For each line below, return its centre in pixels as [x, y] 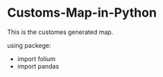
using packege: [29, 45]
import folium [36, 59]
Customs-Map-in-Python [82, 13]
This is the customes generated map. [60, 32]
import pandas [38, 66]
